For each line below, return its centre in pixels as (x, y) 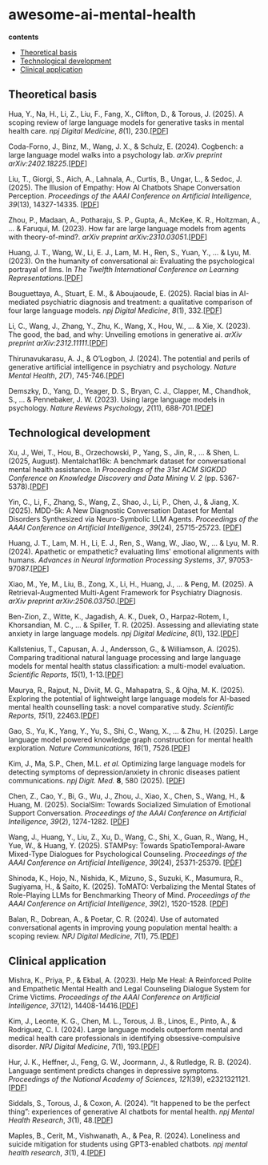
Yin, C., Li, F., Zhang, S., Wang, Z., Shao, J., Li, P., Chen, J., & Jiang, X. (124, 502)
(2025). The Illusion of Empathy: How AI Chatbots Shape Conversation (124, 187)
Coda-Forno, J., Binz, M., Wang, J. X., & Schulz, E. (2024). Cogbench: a (126, 146)
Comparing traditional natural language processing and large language (125, 657)
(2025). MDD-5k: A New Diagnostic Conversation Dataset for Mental (121, 510)
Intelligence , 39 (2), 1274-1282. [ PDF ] (69, 821)
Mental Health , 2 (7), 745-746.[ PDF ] (67, 375)
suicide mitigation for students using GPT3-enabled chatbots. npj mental (128, 1144)
